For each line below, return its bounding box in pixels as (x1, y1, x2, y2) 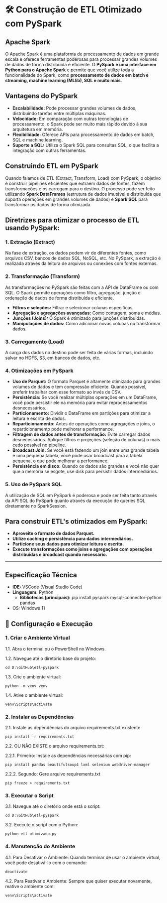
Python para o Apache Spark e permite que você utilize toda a (5, 67, 134, 73)
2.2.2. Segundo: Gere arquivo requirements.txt (5, 771, 100, 777)
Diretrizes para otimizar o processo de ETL (5, 216, 140, 225)
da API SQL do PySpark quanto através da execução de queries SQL (5, 498, 146, 504)
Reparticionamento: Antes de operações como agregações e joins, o (12, 421, 155, 427)
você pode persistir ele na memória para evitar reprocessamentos (12, 399, 148, 406)
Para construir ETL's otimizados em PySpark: (5, 517, 148, 525)
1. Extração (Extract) (5, 239, 56, 246)
